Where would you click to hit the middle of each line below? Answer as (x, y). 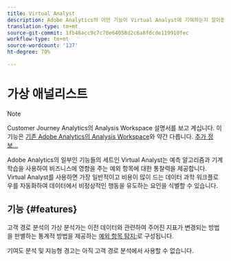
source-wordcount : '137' (43, 45)
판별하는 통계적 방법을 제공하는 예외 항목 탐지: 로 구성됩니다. (94, 236)
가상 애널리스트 (47, 94)
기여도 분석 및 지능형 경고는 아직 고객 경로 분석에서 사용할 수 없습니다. (100, 250)
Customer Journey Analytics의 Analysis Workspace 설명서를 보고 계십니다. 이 (114, 127)
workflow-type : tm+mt (38, 39)
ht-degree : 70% (29, 52)
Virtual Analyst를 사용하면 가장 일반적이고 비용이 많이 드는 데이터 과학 (101, 177)
